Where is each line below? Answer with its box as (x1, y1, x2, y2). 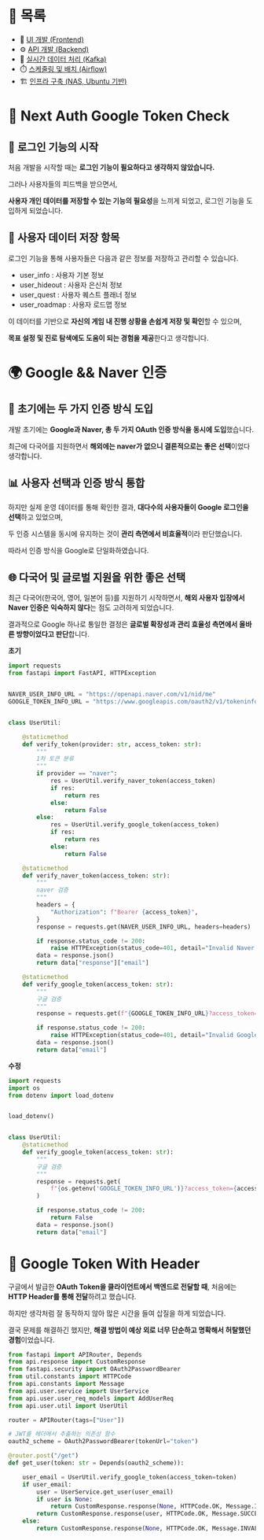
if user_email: (22, 1480, 72, 1488)
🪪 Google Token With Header (8, 1254, 200, 1272)
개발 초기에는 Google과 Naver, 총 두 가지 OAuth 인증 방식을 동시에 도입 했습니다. (8, 424, 254, 434)
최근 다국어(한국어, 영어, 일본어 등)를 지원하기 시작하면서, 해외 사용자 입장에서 (8, 593, 245, 603)
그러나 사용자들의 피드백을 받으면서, (8, 179, 118, 189)
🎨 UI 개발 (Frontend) (19, 35, 84, 44)
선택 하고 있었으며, (8, 512, 64, 522)
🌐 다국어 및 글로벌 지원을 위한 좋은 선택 (8, 571, 186, 584)
